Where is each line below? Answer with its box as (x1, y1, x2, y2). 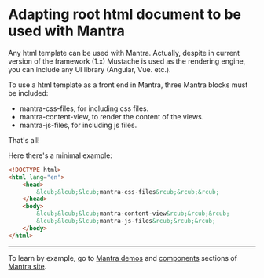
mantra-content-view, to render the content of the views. (19, 112, 204, 121)
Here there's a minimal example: (8, 151, 112, 160)
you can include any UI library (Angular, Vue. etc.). (8, 64, 171, 74)
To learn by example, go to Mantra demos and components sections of (8, 253, 238, 262)
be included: (8, 88, 49, 97)
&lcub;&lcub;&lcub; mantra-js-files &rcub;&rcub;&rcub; (36, 218, 216, 225)
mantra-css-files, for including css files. (19, 104, 149, 113)
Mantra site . (8, 262, 47, 271)
